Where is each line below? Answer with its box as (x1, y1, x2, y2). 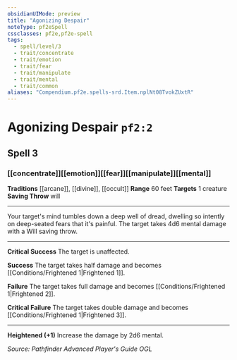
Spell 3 (7, 147, 39, 159)
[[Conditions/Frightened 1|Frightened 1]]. (7, 268, 126, 277)
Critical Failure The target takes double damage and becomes (7, 304, 189, 311)
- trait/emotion (13, 56, 61, 63)
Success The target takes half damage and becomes (7, 261, 162, 269)
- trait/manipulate (13, 69, 71, 76)
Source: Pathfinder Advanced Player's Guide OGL (7, 345, 153, 353)
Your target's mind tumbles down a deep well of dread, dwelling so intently (7, 212, 225, 221)
